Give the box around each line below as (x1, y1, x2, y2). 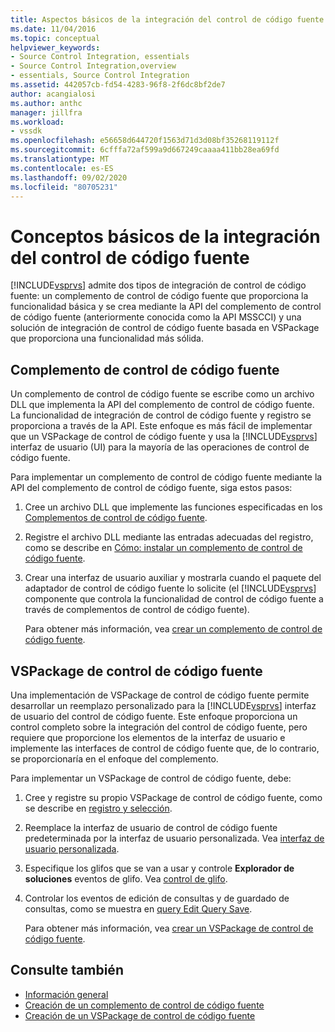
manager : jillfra (10, 107, 83, 118)
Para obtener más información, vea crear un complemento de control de (24, 623, 323, 635)
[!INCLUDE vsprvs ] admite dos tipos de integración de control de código (10, 279, 307, 291)
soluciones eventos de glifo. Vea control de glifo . (24, 872, 228, 885)
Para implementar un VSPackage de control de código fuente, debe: (10, 772, 292, 784)
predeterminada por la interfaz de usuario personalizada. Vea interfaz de (24, 832, 325, 844)
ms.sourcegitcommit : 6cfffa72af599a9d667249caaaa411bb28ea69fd (10, 145, 280, 155)
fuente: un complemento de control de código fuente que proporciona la (10, 290, 309, 302)
